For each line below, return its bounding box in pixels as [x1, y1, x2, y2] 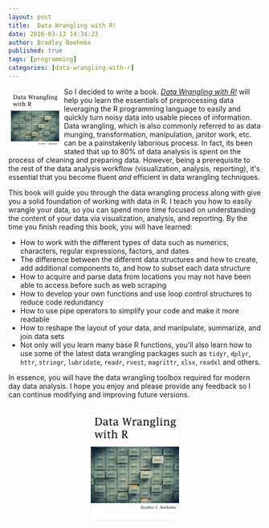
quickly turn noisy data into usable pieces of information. [63, 113, 252, 122]
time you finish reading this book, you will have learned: [8, 222, 193, 231]
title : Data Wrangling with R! [8, 21, 116, 30]
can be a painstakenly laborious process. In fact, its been [63, 137, 253, 148]
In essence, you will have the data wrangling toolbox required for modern [8, 372, 251, 382]
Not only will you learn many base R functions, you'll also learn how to [19, 340, 252, 350]
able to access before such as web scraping [19, 280, 167, 289]
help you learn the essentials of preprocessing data [63, 95, 234, 104]
